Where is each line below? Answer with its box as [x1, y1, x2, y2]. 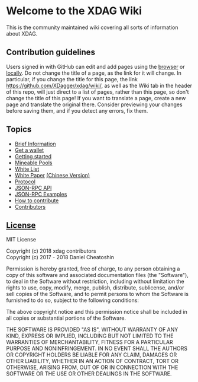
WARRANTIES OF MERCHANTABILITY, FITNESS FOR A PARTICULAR [6, 339, 173, 346]
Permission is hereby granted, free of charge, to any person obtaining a [6, 265, 180, 272]
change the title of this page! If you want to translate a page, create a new [6, 94, 186, 101]
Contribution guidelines [6, 47, 96, 58]
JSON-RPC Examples [14, 190, 67, 198]
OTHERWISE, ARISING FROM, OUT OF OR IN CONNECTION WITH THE [6, 364, 178, 371]
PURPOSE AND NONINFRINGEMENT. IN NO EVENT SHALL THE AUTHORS [6, 345, 188, 352]
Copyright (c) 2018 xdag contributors [6, 247, 96, 254]
